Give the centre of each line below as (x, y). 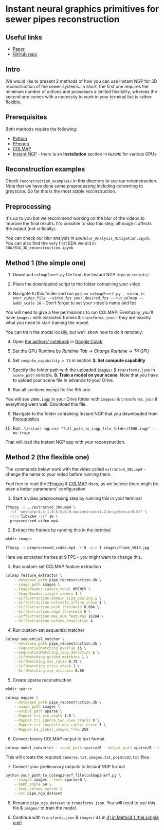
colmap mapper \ (22, 698)
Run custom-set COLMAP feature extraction (57, 566)
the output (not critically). (31, 229)
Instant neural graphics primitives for (82, 9)
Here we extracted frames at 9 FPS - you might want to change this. (74, 557)
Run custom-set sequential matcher (48, 630)
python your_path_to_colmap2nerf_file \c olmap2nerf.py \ (63, 775)
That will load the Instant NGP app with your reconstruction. (65, 442)
